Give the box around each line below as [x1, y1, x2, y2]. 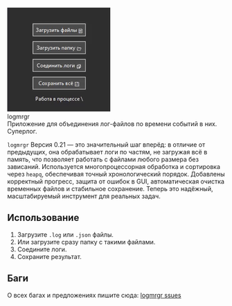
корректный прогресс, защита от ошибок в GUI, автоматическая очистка [7, 177, 225, 186]
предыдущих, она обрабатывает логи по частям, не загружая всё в [7, 148, 208, 156]
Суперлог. [7, 127, 37, 135]
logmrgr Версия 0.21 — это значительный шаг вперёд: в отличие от [7, 141, 206, 149]
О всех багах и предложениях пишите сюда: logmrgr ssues [7, 291, 181, 299]
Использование [7, 212, 80, 224]
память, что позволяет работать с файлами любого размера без [7, 155, 199, 163]
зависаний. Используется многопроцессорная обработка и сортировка [7, 163, 220, 170]
